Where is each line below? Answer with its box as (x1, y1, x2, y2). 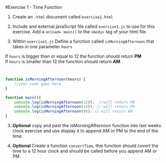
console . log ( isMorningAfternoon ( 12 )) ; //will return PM (14, 99, 135, 105)
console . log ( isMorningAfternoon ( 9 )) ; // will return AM (14, 109, 133, 114)
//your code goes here (14, 81, 61, 86)
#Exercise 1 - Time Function (5, 4, 62, 10)
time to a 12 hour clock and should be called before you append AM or (12, 148, 157, 154)
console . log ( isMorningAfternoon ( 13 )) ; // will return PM (14, 104, 135, 109)
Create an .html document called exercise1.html (12, 14, 113, 19)
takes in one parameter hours (12, 44, 73, 49)
